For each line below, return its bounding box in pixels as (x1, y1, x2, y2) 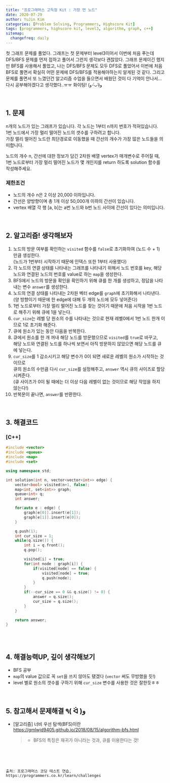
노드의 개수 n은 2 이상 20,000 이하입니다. (13, 192, 96, 198)
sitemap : (6, 31, 24, 36)
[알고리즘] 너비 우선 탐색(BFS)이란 (13, 721, 81, 727)
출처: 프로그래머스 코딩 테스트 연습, (6, 768, 72, 774)
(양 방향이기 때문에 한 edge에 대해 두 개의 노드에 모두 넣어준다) (13, 296, 138, 302)
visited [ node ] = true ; (41, 571, 90, 576)
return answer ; (15, 618, 47, 623)
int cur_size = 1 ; (15, 533, 54, 539)
